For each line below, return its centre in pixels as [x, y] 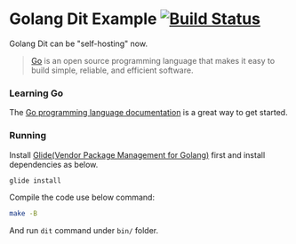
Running [28, 136]
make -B [24, 214]
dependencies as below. [54, 164]
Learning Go [36, 93]
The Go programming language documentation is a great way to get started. [148, 113]
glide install [36, 181]
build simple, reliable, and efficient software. [112, 70]
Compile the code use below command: [82, 197]
